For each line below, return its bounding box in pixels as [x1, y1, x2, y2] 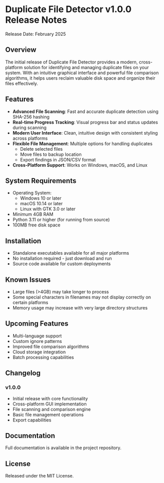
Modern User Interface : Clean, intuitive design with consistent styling [12, 130, 158, 136]
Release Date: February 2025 [5, 31, 66, 37]
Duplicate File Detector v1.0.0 [5, 4, 132, 15]
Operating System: [12, 190, 52, 196]
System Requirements [5, 176, 77, 185]
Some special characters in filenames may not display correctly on [12, 294, 151, 300]
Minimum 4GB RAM [12, 211, 54, 217]
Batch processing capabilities [12, 354, 74, 360]
